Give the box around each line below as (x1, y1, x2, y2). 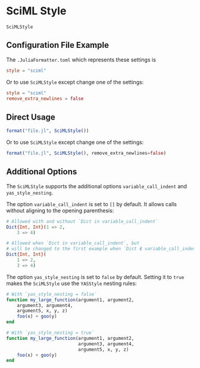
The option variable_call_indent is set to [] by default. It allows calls (6, 200, 177, 207)
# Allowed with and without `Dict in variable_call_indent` (6, 218, 159, 225)
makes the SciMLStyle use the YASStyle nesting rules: (6, 280, 137, 287)
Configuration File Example (6, 40, 109, 50)
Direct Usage (6, 112, 55, 122)
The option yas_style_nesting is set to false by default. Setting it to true (6, 273, 185, 280)
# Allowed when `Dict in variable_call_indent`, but (6, 240, 140, 246)
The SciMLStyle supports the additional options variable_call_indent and (6, 182, 187, 189)
